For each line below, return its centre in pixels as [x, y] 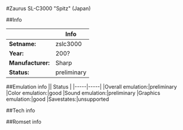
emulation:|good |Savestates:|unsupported [58, 99]
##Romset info [24, 122]
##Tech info [20, 110]
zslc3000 [68, 44]
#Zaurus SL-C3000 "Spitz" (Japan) [49, 8]
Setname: [23, 44]
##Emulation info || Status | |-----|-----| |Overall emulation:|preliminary [91, 87]
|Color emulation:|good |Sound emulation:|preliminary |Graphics [83, 93]
